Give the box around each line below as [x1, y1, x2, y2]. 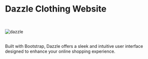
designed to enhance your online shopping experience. [5, 48, 115, 54]
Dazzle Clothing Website [5, 3, 107, 15]
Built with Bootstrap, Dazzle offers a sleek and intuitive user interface [5, 43, 143, 49]
